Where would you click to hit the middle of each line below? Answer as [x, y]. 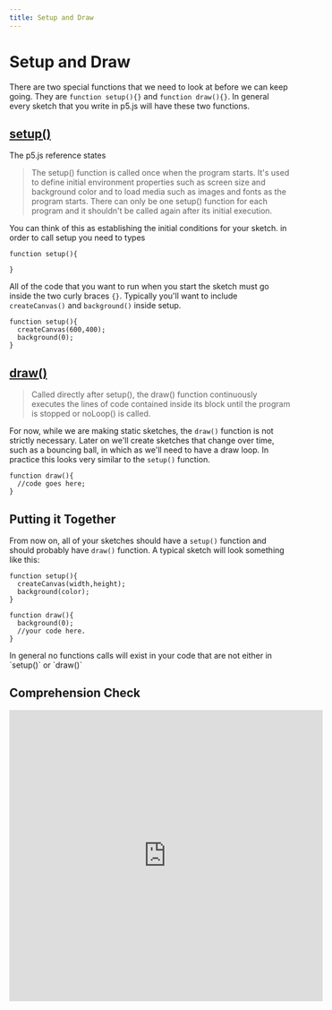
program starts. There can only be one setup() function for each [149, 202]
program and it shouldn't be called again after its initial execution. [152, 211]
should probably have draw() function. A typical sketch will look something [147, 550]
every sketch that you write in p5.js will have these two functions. [130, 106]
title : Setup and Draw [51, 17]
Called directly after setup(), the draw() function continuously [144, 394]
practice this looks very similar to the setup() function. [110, 460]
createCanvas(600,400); [61, 330]
